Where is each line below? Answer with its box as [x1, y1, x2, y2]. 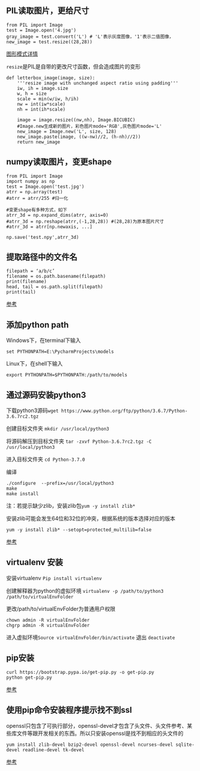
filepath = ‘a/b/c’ [6, 268, 55, 274]
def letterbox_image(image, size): [6, 74, 95, 81]
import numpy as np [6, 178, 55, 184]
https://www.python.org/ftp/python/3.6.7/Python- [61, 408, 188, 414]
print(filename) [6, 278, 47, 285]
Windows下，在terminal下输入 [6, 337, 81, 344]
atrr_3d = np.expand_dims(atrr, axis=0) [6, 212, 109, 218]
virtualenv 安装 [6, 557, 63, 568]
